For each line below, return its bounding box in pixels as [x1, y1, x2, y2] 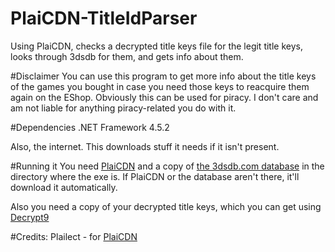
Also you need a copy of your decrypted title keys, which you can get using [10, 200, 322, 212]
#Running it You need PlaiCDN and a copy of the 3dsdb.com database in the [10, 160, 325, 172]
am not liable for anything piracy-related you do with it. [10, 102, 237, 114]
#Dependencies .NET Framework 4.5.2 [10, 121, 170, 133]
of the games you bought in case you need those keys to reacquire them [10, 80, 310, 92]
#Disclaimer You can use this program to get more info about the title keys [10, 70, 317, 82]
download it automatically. [10, 181, 118, 193]
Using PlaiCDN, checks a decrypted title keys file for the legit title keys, [10, 40, 303, 52]
